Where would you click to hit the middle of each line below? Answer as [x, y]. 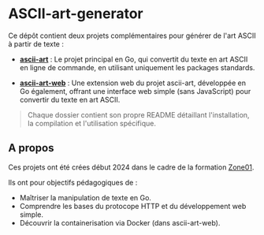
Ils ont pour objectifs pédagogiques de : [73, 182]
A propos [31, 148]
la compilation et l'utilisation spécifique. [91, 123]
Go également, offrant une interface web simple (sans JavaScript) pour [135, 91]
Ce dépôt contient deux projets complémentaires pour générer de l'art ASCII [132, 35]
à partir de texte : [36, 43]
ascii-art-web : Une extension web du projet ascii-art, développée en [133, 83]
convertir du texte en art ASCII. [70, 99]
